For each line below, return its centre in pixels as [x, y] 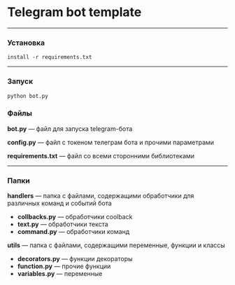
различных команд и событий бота [59, 203]
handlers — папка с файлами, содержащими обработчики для [101, 196]
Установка [26, 43]
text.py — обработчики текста [63, 224]
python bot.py [28, 96]
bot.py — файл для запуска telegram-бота [70, 128]
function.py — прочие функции [64, 266]
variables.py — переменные [60, 274]
